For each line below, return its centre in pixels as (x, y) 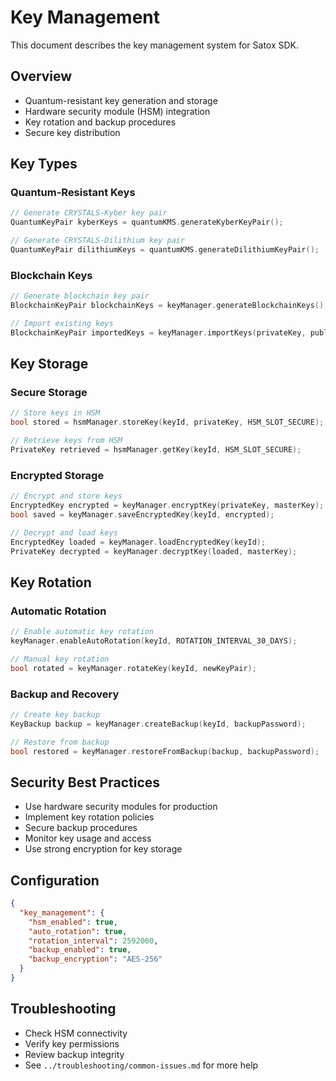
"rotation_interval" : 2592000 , (93, 941)
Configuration (55, 880)
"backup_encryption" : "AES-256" (95, 959)
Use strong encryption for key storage (103, 849)
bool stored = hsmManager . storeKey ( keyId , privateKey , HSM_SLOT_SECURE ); (167, 422)
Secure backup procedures (81, 828)
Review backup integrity (74, 1054)
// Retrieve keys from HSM (66, 441)
